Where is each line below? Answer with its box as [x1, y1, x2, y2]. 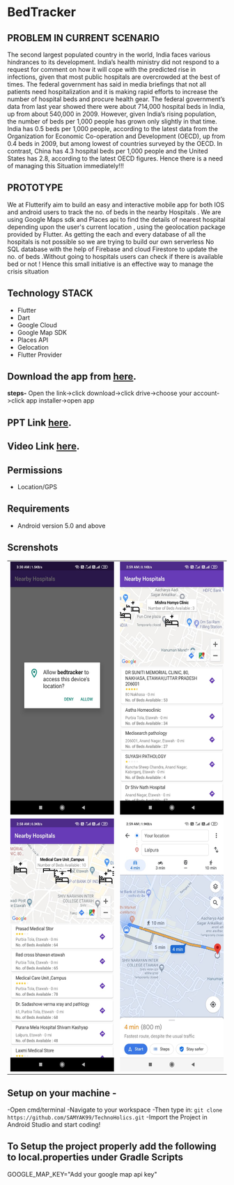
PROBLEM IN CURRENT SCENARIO [7, 32, 160, 44]
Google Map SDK [17, 328, 68, 336]
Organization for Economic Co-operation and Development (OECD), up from [7, 132, 226, 140]
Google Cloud [17, 320, 57, 329]
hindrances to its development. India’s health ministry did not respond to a [7, 58, 219, 66]
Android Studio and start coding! [7, 1120, 101, 1128]
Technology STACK [7, 288, 93, 299]
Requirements [7, 503, 70, 515]
